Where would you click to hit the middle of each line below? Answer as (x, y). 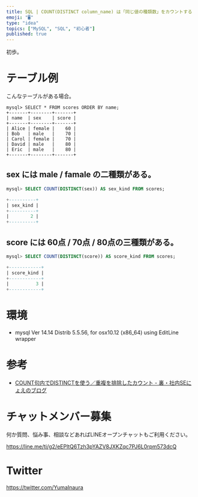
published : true (26, 34)
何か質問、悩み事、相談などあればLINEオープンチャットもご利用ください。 (98, 435)
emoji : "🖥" (20, 17)
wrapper (25, 339)
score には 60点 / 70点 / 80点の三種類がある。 (92, 242)
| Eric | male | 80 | (41, 150)
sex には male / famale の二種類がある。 (81, 175)
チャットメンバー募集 (59, 417)
